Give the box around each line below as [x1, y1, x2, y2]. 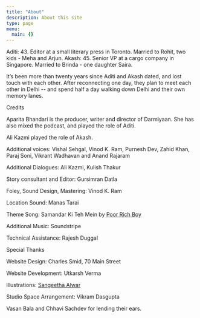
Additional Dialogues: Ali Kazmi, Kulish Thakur [6, 164, 121, 171]
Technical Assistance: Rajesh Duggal [6, 234, 98, 242]
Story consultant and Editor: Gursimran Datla [6, 175, 118, 183]
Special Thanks [6, 246, 45, 254]
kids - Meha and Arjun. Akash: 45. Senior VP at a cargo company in [6, 55, 174, 62]
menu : [6, 25, 20, 32]
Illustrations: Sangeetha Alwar [6, 282, 81, 289]
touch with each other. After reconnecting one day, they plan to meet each [6, 79, 192, 87]
